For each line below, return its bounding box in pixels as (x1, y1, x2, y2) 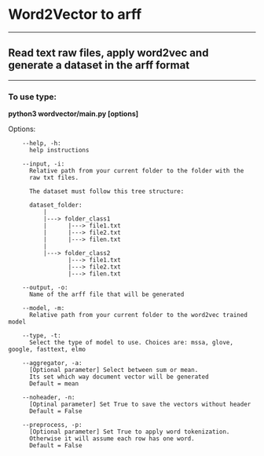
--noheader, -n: (22, 394, 76, 402)
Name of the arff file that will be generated (28, 290, 185, 299)
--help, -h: (22, 140, 61, 148)
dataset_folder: (28, 202, 82, 210)
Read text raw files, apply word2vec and (8, 46, 209, 60)
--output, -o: (22, 284, 68, 292)
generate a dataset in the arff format (8, 59, 190, 72)
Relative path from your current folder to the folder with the (28, 167, 244, 175)
